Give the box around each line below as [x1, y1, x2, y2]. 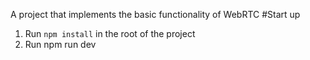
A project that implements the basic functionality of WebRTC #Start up [10, 9, 301, 20]
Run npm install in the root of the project [24, 28, 196, 39]
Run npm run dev [24, 39, 97, 50]
